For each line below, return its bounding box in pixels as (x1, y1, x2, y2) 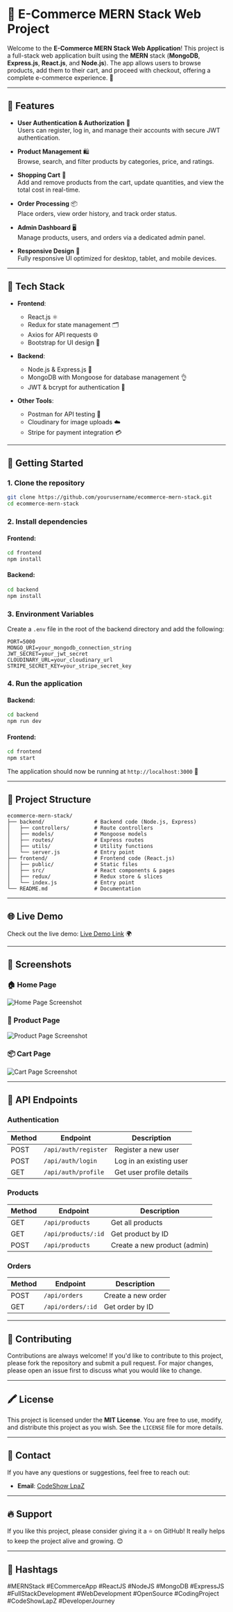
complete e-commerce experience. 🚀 (7, 73, 114, 82)
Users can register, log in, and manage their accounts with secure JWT (17, 126, 221, 134)
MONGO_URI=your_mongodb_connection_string (7, 645, 132, 651)
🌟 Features (7, 100, 55, 112)
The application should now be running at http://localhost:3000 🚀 (7, 767, 199, 775)
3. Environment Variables (7, 609, 94, 619)
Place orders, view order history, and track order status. (17, 209, 177, 217)
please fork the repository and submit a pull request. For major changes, (7, 1358, 214, 1367)
